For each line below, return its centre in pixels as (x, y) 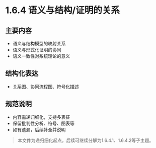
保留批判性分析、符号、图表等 (43, 123)
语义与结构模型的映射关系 (39, 44)
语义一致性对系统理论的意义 (41, 56)
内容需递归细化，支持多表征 (41, 117)
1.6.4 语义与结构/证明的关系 (62, 10)
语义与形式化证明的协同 (37, 50)
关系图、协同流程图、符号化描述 (46, 87)
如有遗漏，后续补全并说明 (39, 129)
